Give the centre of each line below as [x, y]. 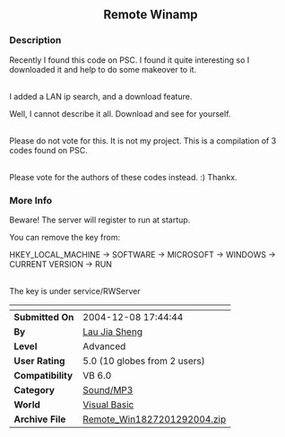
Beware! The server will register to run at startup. [100, 220]
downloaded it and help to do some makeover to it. [103, 69]
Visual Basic [108, 405]
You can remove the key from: [65, 237]
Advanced [104, 346]
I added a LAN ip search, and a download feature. [101, 96]
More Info [31, 200]
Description [35, 40]
